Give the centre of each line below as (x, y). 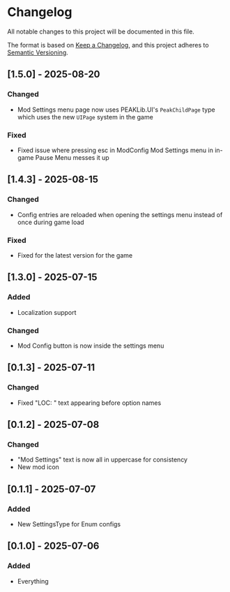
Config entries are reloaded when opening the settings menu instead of (120, 214)
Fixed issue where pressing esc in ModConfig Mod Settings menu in (115, 150)
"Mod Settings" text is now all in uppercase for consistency (102, 460)
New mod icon (38, 467)
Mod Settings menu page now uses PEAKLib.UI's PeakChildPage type (116, 110)
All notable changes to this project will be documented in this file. (101, 31)
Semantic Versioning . (38, 52)
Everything (33, 581)
